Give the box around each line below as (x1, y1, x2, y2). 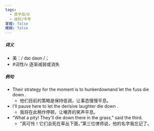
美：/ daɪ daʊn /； (12, 55, 50, 61)
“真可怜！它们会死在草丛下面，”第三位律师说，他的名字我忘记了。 (19, 121, 152, 127)
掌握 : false (5, 21, 28, 26)
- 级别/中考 (9, 16, 31, 21)
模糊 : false (5, 26, 28, 31)
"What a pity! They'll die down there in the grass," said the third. (12, 115, 143, 121)
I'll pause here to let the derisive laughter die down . (12, 103, 118, 109)
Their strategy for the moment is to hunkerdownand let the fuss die (12, 86, 150, 92)
